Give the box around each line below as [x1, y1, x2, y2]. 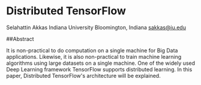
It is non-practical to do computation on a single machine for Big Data [6, 46, 178, 54]
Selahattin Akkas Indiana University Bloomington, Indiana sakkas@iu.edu [6, 24, 186, 31]
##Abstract [6, 35, 34, 42]
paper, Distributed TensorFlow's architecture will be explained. [6, 72, 161, 79]
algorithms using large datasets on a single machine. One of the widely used [6, 59, 196, 67]
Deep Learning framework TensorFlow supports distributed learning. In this [6, 65, 193, 73]
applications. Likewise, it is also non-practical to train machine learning [6, 53, 182, 60]
